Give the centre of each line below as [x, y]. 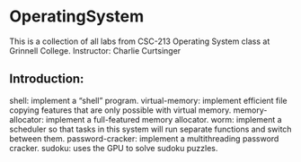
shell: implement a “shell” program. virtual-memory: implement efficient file [148, 100]
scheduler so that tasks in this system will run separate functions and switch [150, 129]
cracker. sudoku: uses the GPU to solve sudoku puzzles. [114, 148]
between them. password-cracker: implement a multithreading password [144, 138]
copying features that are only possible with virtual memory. [120, 110]
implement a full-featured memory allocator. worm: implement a [164, 119]
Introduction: [47, 79]
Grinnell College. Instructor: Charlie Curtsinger [95, 50]
